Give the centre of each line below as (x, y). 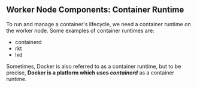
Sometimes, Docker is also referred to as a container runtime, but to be (94, 66)
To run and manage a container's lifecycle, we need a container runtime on (99, 24)
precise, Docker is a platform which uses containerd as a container (90, 72)
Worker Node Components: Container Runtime (95, 10)
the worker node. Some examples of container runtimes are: (80, 30)
